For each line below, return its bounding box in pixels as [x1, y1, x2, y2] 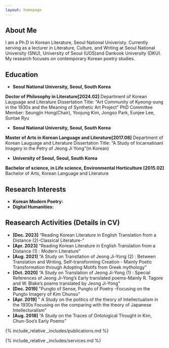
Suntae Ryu [5, 115, 29, 121]
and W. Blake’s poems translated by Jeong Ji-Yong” [12, 280, 120, 286]
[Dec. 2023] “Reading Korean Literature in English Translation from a [12, 232, 157, 238]
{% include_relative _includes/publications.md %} [5, 327, 109, 334]
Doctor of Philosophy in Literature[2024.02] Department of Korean [5, 94, 147, 100]
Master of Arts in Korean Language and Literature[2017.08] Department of [5, 135, 163, 141]
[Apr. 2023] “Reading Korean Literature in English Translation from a [12, 242, 156, 248]
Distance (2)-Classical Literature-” [12, 237, 85, 243]
